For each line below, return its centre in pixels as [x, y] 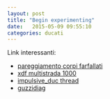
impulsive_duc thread [48, 81]
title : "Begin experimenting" [51, 20]
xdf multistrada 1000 [47, 73]
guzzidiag [31, 88]
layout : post [26, 13]
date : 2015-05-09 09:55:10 [49, 26]
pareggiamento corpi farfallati [60, 66]
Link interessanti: [32, 53]
